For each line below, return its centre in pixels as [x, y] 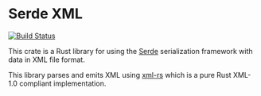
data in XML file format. [47, 60]
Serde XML [46, 14]
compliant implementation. [63, 83]
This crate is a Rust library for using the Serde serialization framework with [130, 51]
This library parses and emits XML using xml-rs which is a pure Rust [120, 75]
